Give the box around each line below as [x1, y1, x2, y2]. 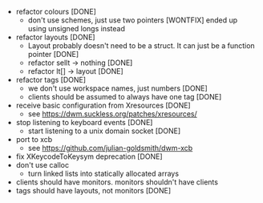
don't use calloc [15, 160, 70, 169]
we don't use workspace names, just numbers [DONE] [27, 83, 208, 93]
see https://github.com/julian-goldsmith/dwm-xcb [27, 144, 193, 152]
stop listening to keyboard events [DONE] [15, 118, 153, 127]
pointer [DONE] [27, 50, 79, 59]
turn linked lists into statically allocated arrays [27, 168, 179, 178]
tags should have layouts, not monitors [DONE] [15, 186, 172, 195]
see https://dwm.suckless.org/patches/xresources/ [27, 109, 198, 119]
